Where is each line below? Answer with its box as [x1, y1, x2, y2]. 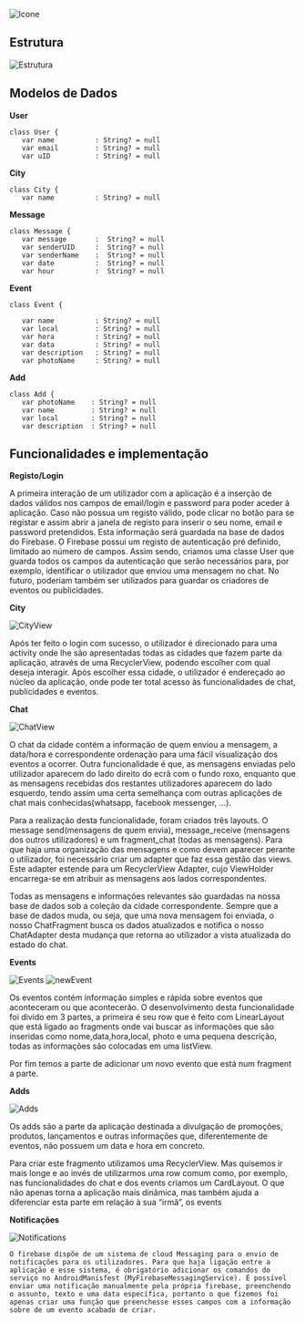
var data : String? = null [21, 340, 161, 349]
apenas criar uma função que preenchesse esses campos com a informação [9, 1297, 291, 1307]
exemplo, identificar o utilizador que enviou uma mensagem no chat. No [9, 565, 280, 576]
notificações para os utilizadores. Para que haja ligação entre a [9, 1258, 271, 1267]
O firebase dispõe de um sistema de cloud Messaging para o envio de [9, 1250, 280, 1259]
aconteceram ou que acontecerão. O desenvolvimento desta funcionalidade [9, 1002, 295, 1013]
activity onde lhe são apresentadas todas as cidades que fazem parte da [9, 647, 282, 658]
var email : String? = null [21, 143, 161, 152]
